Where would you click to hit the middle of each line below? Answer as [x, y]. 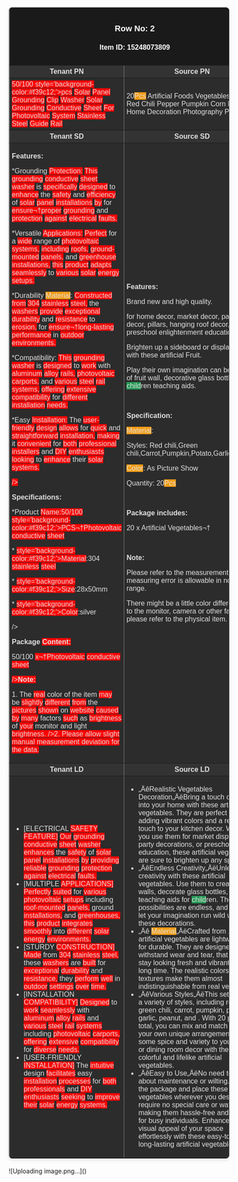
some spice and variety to [178, 1042]
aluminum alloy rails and [61, 1018]
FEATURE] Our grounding [64, 836]
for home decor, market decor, [173, 316]
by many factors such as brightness [66, 718]
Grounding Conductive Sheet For [63, 107]
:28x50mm [91, 589]
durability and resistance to [54, 319]
